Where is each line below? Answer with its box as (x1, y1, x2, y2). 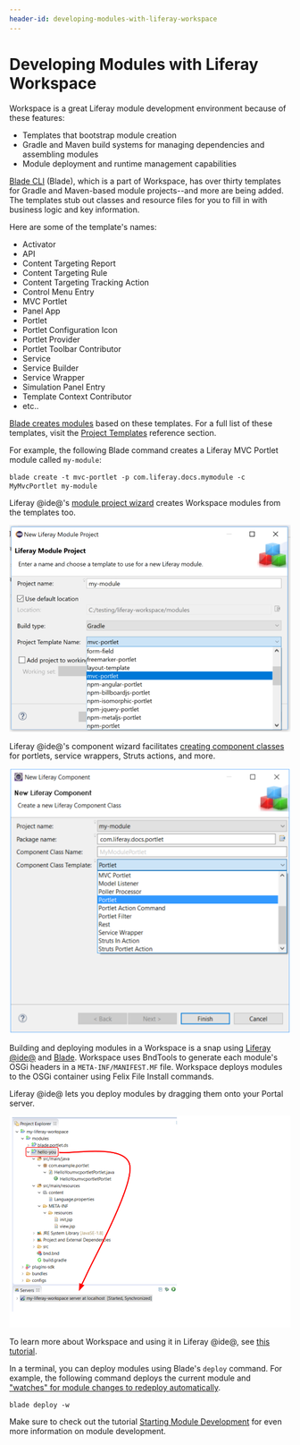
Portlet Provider (21, 334, 80, 345)
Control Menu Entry (21, 286, 95, 297)
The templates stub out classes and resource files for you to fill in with (9, 194, 268, 205)
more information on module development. (9, 1426, 167, 1437)
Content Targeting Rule (21, 267, 108, 278)
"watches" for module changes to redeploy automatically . (9, 1382, 221, 1393)
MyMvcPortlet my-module (9, 482, 98, 491)
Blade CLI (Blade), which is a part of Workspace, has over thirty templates (9, 175, 281, 186)
